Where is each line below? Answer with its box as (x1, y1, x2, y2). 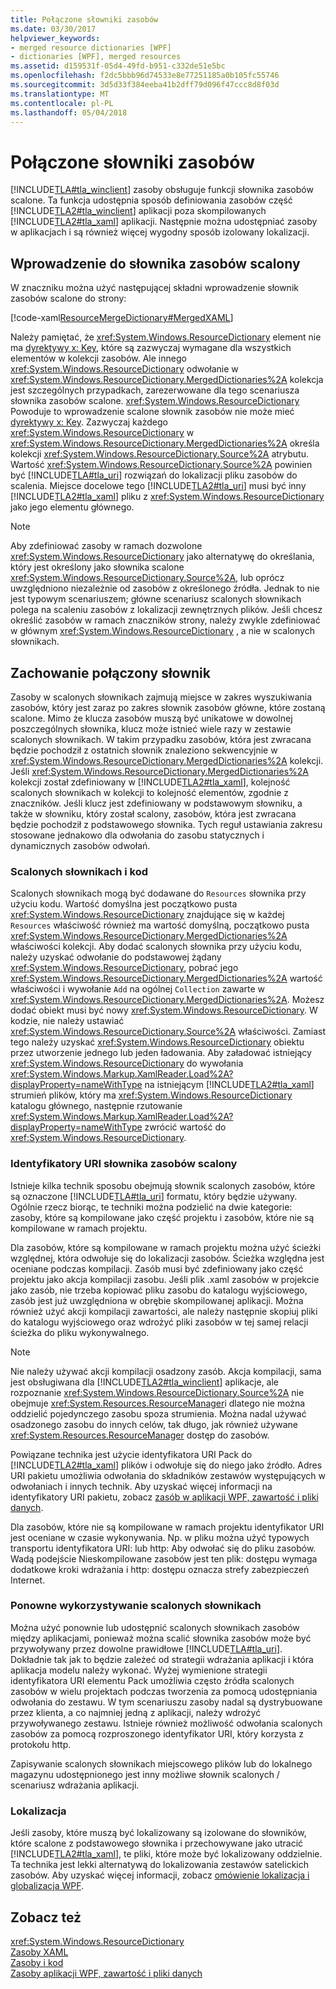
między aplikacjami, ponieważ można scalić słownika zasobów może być (10, 1632, 312, 1644)
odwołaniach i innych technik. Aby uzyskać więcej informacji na (10, 1480, 273, 1492)
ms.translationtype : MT (10, 89, 110, 99)
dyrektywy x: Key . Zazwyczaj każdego (10, 416, 168, 428)
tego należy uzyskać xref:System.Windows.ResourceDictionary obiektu (10, 1036, 305, 1048)
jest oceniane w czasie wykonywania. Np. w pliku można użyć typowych (10, 1531, 310, 1543)
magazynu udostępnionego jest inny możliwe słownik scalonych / (10, 1768, 280, 1780)
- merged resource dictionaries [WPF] (10, 42, 172, 53)
